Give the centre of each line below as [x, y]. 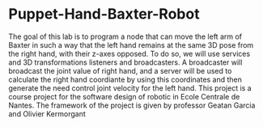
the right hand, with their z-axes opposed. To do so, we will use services [129, 53]
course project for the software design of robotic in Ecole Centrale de [124, 96]
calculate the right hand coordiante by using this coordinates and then [125, 79]
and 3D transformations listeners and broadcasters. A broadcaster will [125, 62]
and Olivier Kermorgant [47, 113]
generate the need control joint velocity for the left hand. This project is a [130, 88]
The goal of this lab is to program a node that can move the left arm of [125, 36]
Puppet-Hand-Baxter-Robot [104, 14]
